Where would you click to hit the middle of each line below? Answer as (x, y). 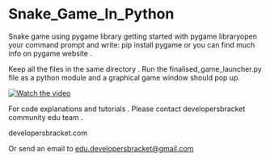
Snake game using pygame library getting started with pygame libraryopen (133, 36)
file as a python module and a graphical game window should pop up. (124, 77)
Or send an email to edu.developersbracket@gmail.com (101, 148)
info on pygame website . (51, 53)
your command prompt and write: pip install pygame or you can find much (132, 44)
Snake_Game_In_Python (91, 14)
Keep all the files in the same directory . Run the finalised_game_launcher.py (135, 68)
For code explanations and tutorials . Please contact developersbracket (127, 109)
